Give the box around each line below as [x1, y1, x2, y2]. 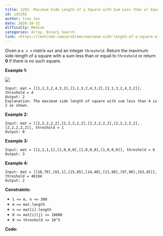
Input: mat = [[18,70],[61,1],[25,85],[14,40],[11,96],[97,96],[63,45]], [5, 169, 158, 174]
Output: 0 [5, 129, 25, 134]
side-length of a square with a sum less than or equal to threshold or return [5, 53, 156, 58]
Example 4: [5, 160, 28, 166]
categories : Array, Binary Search [5, 30, 75, 35]
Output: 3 [5, 151, 25, 156]
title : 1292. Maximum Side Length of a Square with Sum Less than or [5, 7, 149, 12]
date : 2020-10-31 [5, 20, 40, 26]
